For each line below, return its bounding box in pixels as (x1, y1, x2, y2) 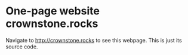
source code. (5, 43, 38, 50)
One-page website (5, 4, 100, 18)
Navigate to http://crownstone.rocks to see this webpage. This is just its (5, 36, 183, 44)
